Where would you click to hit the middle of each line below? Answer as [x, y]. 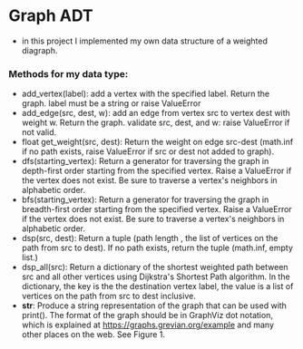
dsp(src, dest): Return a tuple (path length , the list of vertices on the [150, 238]
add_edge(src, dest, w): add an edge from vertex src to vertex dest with [156, 113]
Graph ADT [51, 16]
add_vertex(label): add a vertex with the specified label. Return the [145, 94]
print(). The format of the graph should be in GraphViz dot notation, [147, 315]
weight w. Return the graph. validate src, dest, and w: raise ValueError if [156, 122]
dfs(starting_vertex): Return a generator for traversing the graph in [145, 161]
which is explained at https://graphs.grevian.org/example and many [147, 325]
